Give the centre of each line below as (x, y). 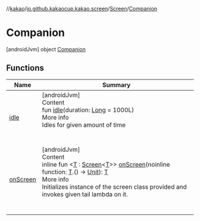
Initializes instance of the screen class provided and (114, 186)
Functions (25, 68)
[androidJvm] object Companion (46, 49)
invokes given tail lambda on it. (85, 194)
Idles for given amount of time (84, 125)
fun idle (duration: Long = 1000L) (88, 110)
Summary (116, 85)
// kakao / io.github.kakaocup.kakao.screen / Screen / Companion (82, 9)
